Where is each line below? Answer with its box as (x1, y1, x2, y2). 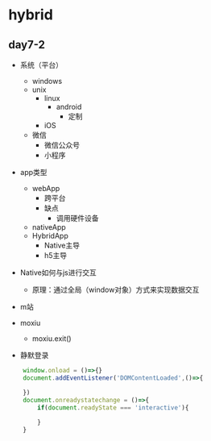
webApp (31, 184, 60, 193)
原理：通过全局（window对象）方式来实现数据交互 (31, 285, 200, 294)
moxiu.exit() (31, 334, 72, 343)
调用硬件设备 (56, 214, 99, 223)
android (56, 102, 82, 111)
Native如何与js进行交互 (19, 268, 97, 277)
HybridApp (31, 231, 68, 240)
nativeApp (31, 223, 66, 231)
